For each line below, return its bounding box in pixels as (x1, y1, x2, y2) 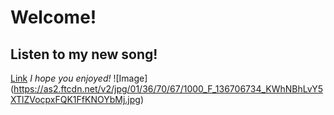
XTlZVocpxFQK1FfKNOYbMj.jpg (10, 94, 141, 105)
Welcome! (10, 6, 97, 29)
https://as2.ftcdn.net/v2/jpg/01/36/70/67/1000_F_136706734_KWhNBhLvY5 (13, 83, 323, 95)
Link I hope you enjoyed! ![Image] (10, 72, 148, 84)
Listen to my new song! (10, 46, 158, 63)
